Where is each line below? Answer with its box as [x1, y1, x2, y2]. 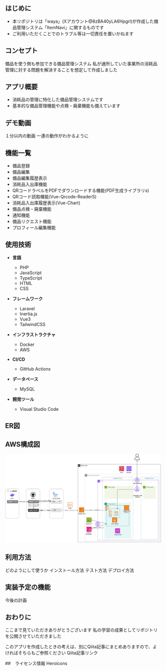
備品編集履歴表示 [12, 175, 47, 181]
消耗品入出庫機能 [12, 182, 47, 188]
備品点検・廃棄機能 [12, 206, 52, 212]
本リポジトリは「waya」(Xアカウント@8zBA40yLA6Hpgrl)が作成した [12, 18, 154, 24]
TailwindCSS [19, 321, 46, 327]
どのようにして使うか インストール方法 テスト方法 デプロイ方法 [5, 567, 134, 573]
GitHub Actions [19, 366, 51, 372]
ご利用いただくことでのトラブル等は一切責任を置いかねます [12, 31, 134, 37]
